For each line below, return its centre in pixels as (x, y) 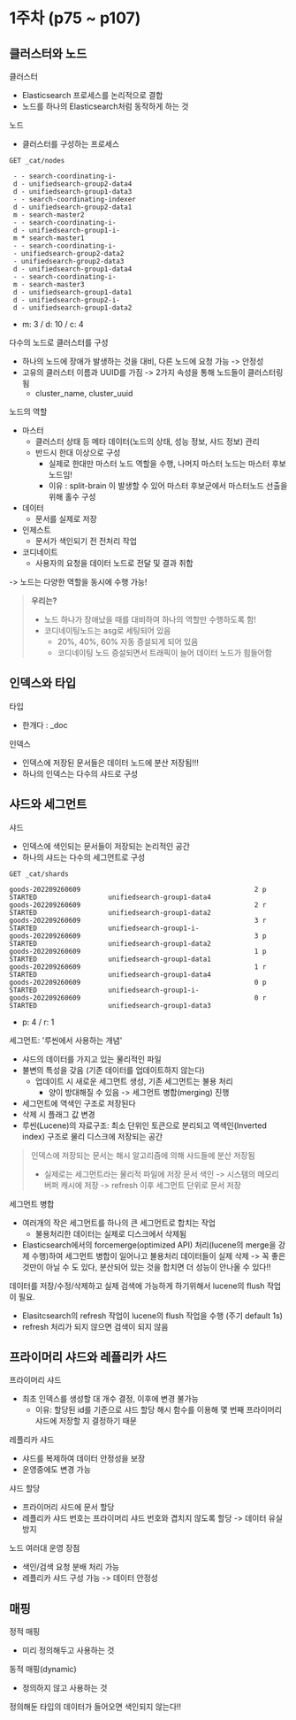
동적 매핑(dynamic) (43, 1670)
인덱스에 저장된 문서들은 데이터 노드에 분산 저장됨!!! (110, 763)
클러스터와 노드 (48, 54)
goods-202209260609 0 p (138, 982)
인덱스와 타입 (43, 683)
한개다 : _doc (45, 725)
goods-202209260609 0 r (138, 998)
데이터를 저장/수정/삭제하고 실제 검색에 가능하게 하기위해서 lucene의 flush (137, 1286)
